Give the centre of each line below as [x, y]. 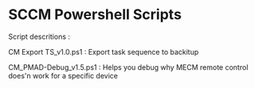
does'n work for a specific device [63, 75]
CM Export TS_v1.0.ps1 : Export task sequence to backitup [104, 52]
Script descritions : [39, 36]
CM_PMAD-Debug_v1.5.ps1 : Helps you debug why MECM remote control [128, 67]
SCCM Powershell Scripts [95, 15]
